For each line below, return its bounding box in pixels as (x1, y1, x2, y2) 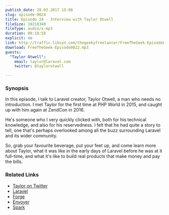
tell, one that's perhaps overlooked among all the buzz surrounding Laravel (5, 127, 161, 134)
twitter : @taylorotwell (14, 64, 64, 69)
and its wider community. (5, 133, 58, 139)
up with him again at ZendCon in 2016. (5, 107, 85, 113)
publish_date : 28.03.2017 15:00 (5, 7, 73, 13)
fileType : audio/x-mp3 (5, 26, 53, 31)
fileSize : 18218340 (5, 21, 46, 27)
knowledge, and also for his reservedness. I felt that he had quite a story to (5, 122, 161, 128)
